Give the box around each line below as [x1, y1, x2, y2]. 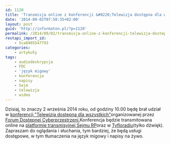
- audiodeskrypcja [14, 59, 53, 64]
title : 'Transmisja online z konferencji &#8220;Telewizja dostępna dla [5, 12, 162, 17]
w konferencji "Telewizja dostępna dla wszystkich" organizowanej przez [5, 112, 155, 118]
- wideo [14, 92, 30, 97]
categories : [5, 45, 30, 50]
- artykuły [14, 50, 37, 55]
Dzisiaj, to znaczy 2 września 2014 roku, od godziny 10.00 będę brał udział [5, 106, 161, 112]
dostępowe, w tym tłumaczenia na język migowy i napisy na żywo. [5, 133, 144, 139]
